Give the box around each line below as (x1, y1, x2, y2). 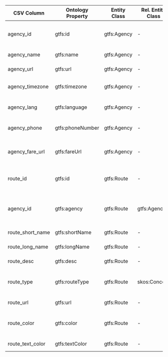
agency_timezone (7, 83, 49, 90)
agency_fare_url (7, 148, 45, 155)
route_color (7, 320, 34, 326)
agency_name (7, 51, 40, 58)
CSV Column (13, 10, 45, 17)
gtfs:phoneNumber (54, 125, 99, 131)
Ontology (65, 7, 88, 13)
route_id (7, 175, 27, 182)
